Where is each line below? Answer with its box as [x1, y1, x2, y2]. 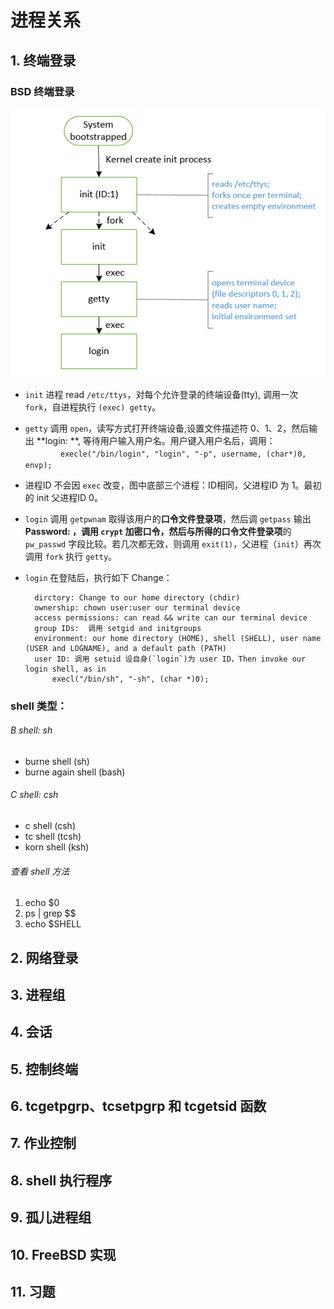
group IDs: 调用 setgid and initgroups [34, 623, 202, 633]
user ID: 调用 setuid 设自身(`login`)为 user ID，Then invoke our [34, 654, 307, 664]
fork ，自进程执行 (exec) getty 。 [24, 401, 162, 413]
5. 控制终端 [10, 1061, 78, 1078]
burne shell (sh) [24, 755, 90, 767]
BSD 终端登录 [10, 84, 75, 98]
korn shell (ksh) [24, 841, 90, 853]
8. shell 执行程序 [10, 1172, 113, 1189]
